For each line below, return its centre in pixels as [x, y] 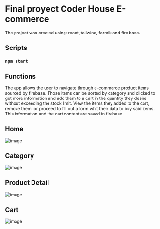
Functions [21, 76]
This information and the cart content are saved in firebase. [64, 114]
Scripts [16, 48]
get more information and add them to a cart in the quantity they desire [76, 98]
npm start [16, 61]
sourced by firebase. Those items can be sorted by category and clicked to [80, 93]
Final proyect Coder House [60, 9]
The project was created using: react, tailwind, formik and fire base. [73, 33]
